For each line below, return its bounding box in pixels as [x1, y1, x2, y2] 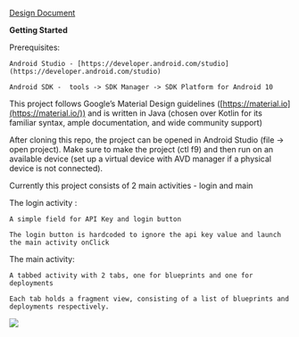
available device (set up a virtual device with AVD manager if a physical [9, 153, 272, 164]
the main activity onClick [9, 238, 110, 247]
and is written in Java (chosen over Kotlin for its [87, 108, 263, 119]
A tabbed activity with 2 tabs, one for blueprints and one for [9, 271, 253, 280]
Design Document [9, 8, 76, 18]
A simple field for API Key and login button [9, 215, 181, 224]
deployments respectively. [9, 302, 110, 311]
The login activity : [9, 198, 78, 208]
